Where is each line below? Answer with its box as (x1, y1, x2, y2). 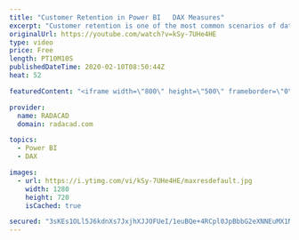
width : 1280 (25, 184, 69, 194)
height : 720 (25, 193, 69, 202)
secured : (9, 217, 42, 227)
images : (9, 168, 38, 177)
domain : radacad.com (17, 119, 93, 129)
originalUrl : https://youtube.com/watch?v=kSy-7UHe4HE (9, 29, 217, 38)
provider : (9, 103, 46, 112)
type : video (9, 37, 53, 47)
